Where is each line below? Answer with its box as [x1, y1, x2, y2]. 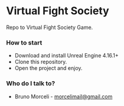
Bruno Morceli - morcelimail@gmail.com [14, 93, 113, 100]
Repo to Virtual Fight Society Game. [6, 24, 93, 31]
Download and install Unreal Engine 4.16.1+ [14, 52, 119, 59]
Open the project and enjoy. [14, 65, 83, 72]
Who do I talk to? [6, 79, 56, 88]
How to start [6, 38, 43, 47]
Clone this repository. [14, 58, 67, 66]
